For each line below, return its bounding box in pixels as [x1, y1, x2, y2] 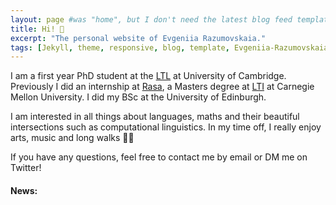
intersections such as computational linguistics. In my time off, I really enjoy [10, 121, 322, 133]
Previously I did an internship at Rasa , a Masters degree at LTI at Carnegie [10, 81, 315, 93]
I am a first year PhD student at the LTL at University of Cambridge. [10, 70, 287, 82]
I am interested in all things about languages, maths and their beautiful [10, 111, 300, 123]
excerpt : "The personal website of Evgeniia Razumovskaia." [10, 33, 267, 43]
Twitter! [10, 162, 42, 174]
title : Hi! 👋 [10, 24, 65, 34]
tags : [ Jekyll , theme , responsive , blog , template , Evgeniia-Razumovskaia [10, 42, 329, 53]
